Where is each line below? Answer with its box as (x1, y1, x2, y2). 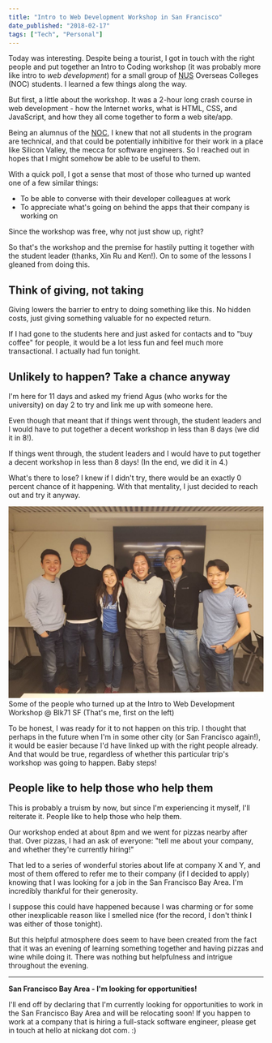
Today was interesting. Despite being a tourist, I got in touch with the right (8, 54, 255, 63)
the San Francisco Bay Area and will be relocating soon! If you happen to (8, 1008, 251, 1018)
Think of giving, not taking (8, 283, 144, 297)
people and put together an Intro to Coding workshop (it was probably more (8, 62, 261, 72)
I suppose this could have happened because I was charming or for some (8, 901, 253, 912)
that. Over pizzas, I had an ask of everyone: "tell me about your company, (8, 835, 253, 845)
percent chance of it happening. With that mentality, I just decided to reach (8, 482, 258, 491)
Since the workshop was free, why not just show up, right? (8, 227, 204, 237)
